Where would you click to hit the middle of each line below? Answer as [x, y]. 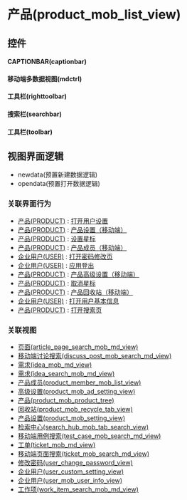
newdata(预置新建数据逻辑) [58, 175]
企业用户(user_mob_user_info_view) [70, 480]
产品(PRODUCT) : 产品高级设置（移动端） [79, 274]
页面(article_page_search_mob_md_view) [78, 347]
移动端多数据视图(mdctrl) [45, 78]
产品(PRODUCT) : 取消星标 [57, 283]
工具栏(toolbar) [30, 132]
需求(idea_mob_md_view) [55, 365]
